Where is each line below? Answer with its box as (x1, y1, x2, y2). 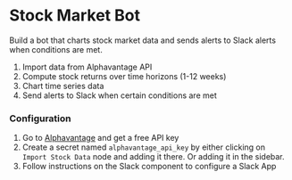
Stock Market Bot (9, 5, 141, 26)
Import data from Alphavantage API (21, 61, 153, 72)
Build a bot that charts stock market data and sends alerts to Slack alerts (9, 35, 277, 45)
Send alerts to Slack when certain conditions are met (21, 90, 217, 101)
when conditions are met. (9, 44, 103, 54)
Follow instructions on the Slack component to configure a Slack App (21, 161, 277, 172)
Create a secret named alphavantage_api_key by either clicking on (21, 142, 266, 152)
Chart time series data (21, 80, 104, 91)
